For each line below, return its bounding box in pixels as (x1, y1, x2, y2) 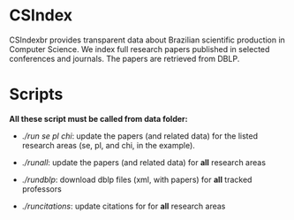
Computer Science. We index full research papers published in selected (9, 43, 270, 54)
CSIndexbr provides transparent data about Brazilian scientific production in (9, 34, 285, 45)
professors (21, 183, 62, 194)
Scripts (9, 85, 64, 104)
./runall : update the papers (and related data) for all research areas (21, 156, 267, 168)
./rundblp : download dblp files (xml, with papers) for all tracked (21, 174, 253, 185)
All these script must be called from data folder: (9, 113, 188, 124)
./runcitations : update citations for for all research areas (21, 201, 226, 211)
